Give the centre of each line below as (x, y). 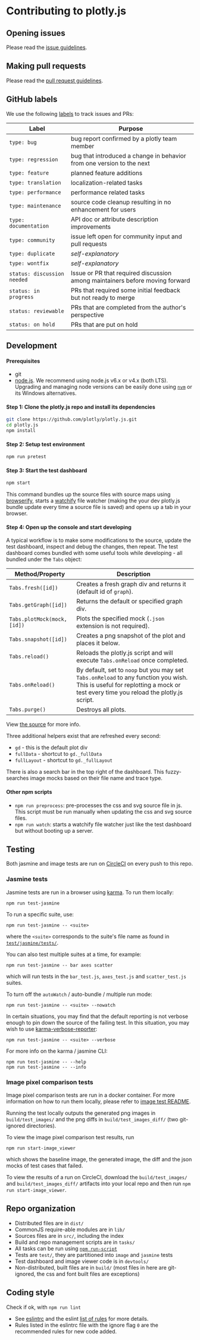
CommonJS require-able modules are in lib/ (70, 1229)
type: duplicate (32, 253)
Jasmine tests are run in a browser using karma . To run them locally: (90, 892)
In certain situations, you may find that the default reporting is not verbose (97, 1016)
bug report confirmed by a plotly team (124, 139)
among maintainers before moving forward (130, 280)
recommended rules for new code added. (66, 1331)
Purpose (131, 128)
